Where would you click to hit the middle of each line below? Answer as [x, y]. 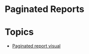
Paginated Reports [45, 9]
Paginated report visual [36, 46]
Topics [19, 32]
